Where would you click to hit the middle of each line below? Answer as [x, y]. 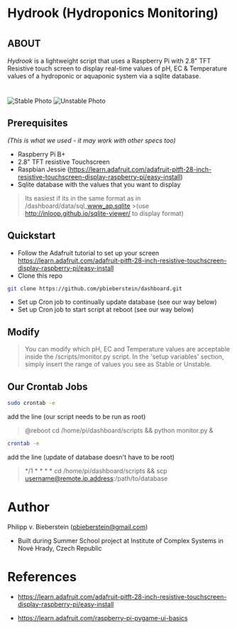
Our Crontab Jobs [48, 387]
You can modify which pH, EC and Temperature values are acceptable [127, 349]
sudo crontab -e [31, 403]
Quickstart [32, 236]
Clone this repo [40, 275]
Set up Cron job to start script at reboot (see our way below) [106, 310]
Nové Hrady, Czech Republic [60, 548]
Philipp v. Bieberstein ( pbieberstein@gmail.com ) [78, 527]
